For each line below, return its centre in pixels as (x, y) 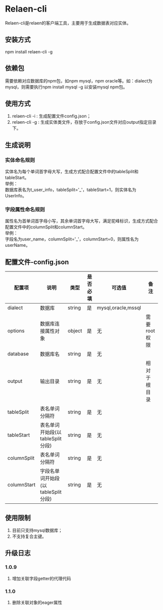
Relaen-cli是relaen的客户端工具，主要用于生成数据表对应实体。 (68, 23)
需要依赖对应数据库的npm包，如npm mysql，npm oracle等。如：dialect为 (79, 80)
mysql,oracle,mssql (119, 308)
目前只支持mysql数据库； (37, 530)
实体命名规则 (20, 160)
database (18, 354)
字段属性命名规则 (25, 209)
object (75, 331)
